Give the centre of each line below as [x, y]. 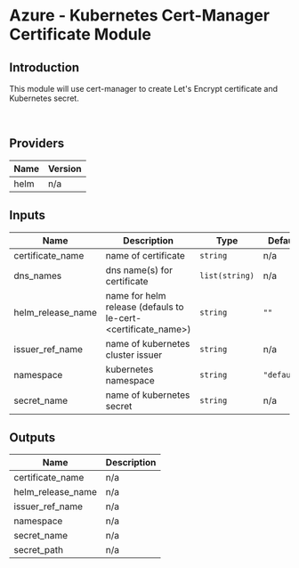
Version [65, 169]
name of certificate [145, 255]
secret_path [39, 550]
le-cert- [124, 317]
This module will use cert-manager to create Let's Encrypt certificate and [144, 89]
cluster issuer [134, 355]
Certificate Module [81, 34]
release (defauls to [145, 307]
